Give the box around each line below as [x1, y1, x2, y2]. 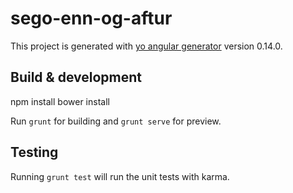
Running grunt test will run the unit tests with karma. [10, 170, 230, 182]
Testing [10, 144, 59, 161]
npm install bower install [10, 95, 110, 107]
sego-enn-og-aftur [10, 7, 173, 30]
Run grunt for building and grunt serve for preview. [10, 115, 222, 127]
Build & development [10, 69, 142, 86]
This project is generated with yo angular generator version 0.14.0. [10, 40, 283, 52]
